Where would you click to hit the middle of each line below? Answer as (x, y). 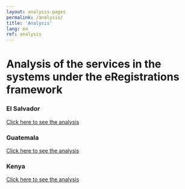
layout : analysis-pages (36, 12)
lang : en (17, 29)
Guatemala (23, 138)
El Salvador (23, 109)
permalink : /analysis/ (35, 18)
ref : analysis (24, 34)
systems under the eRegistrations (93, 77)
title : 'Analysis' (29, 23)
